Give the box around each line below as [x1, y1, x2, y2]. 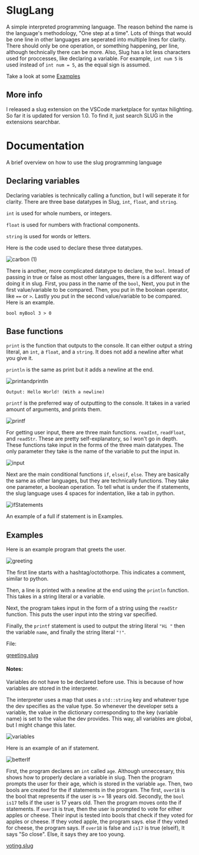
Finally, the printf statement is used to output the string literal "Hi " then [6, 622, 185, 630]
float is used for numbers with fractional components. [6, 221, 140, 228]
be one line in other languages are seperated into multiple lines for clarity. [6, 36, 187, 43]
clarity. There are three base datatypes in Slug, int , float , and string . [6, 198, 178, 205]
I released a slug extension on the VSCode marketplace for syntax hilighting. [6, 105, 194, 113]
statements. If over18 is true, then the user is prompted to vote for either [6, 806, 182, 813]
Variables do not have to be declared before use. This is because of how [6, 679, 184, 686]
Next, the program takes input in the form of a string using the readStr [6, 604, 178, 612]
